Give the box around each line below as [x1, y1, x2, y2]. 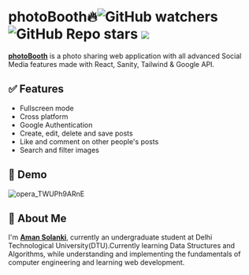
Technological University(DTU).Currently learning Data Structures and [8, 241, 235, 251]
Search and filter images [19, 145, 100, 154]
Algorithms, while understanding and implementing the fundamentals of [8, 249, 241, 259]
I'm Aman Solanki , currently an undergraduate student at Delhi [8, 232, 213, 242]
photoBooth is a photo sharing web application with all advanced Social [8, 51, 242, 61]
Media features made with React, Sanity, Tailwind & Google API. [8, 59, 215, 69]
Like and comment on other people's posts [19, 136, 159, 146]
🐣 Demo [8, 168, 47, 181]
